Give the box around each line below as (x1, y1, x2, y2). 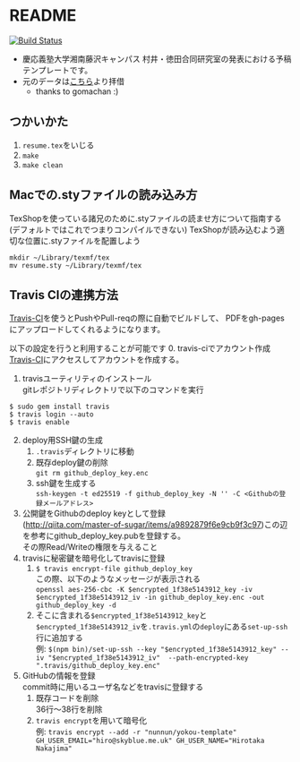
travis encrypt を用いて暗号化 (35, 715, 148, 726)
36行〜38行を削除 (35, 704, 103, 715)
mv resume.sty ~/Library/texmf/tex (9, 261, 142, 270)
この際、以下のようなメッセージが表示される (35, 574, 201, 585)
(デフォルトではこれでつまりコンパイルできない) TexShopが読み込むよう (9, 224, 278, 235)
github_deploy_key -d (35, 601, 116, 610)
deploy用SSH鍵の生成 (21, 435, 103, 446)
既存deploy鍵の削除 (35, 458, 109, 468)
